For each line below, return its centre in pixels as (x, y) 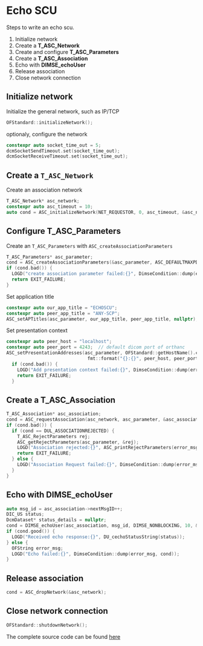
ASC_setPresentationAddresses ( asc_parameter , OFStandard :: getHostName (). (101, 353)
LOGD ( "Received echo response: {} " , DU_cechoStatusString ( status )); (98, 537)
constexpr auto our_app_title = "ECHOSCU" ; (62, 308)
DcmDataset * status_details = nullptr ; (56, 520)
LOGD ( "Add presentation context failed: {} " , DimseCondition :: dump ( (104, 370)
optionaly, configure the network (47, 134)
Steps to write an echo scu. (40, 27)
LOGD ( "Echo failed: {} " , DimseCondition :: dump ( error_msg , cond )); (96, 554)
